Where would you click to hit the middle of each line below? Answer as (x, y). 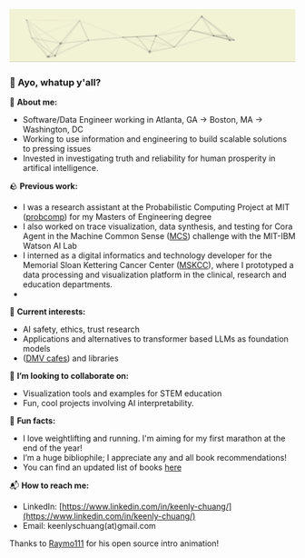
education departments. (68, 284)
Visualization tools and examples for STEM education (122, 394)
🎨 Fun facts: (33, 421)
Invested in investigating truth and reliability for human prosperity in (149, 158)
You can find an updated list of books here (102, 467)
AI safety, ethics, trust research (81, 329)
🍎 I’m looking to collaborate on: (69, 376)
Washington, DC (53, 130)
